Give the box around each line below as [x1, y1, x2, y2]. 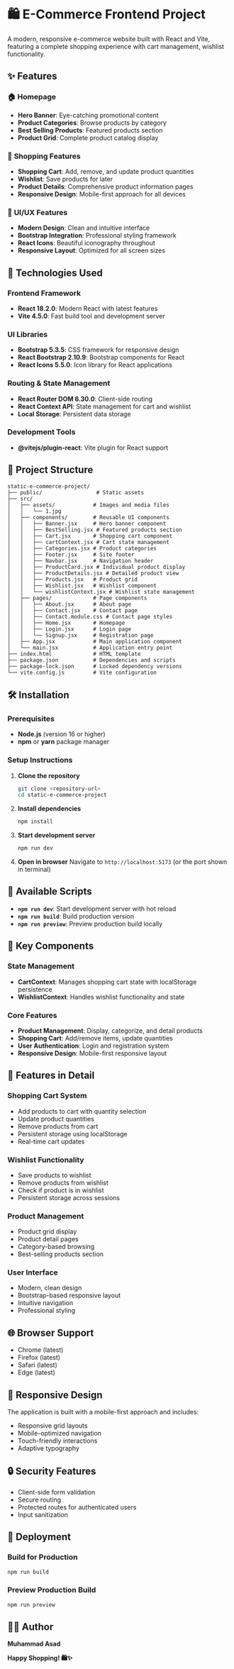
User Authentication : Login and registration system [17, 1041, 169, 1050]
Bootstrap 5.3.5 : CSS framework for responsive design [17, 345, 179, 354]
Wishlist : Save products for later [17, 174, 113, 183]
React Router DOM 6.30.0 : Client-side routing [17, 394, 152, 403]
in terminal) [17, 865, 51, 874]
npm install [17, 818, 53, 826]
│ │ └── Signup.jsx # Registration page [7, 631, 154, 639]
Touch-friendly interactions [17, 1436, 98, 1445]
